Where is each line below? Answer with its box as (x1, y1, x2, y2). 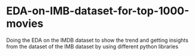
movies (6, 17, 44, 30)
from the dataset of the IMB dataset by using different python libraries (6, 43, 178, 50)
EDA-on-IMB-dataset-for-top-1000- (6, 4, 190, 18)
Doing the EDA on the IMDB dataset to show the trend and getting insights (6, 36, 188, 43)
